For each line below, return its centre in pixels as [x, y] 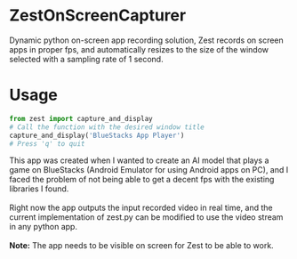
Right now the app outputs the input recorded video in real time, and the [141, 208]
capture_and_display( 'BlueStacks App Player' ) [97, 135]
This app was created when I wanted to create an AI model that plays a [139, 160]
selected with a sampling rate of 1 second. [86, 59]
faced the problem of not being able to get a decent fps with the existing [142, 180]
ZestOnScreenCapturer [98, 16]
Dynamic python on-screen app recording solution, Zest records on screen [147, 40]
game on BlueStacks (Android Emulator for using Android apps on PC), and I [149, 170]
